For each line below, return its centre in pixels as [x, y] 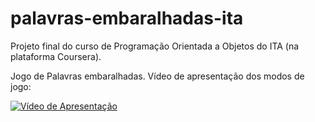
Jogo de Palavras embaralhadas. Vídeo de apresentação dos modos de [157, 76]
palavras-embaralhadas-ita [127, 18]
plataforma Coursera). [56, 56]
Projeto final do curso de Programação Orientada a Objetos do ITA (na [155, 46]
